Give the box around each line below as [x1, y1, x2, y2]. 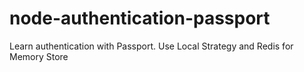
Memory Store [9, 50, 69, 62]
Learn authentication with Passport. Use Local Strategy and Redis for [9, 40, 294, 52]
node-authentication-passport [9, 7, 271, 30]
